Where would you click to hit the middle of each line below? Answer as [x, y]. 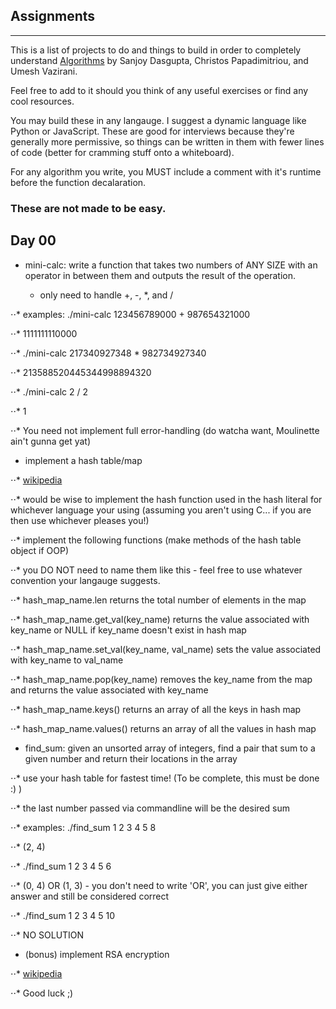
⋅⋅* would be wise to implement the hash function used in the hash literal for [166, 499]
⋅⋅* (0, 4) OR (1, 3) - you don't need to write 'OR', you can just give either [159, 885]
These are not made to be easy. [88, 208]
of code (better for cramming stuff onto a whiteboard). [122, 152]
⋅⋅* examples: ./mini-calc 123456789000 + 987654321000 [130, 314]
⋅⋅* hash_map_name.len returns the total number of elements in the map [158, 600]
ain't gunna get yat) [51, 441]
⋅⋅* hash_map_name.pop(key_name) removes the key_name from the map [161, 679]
